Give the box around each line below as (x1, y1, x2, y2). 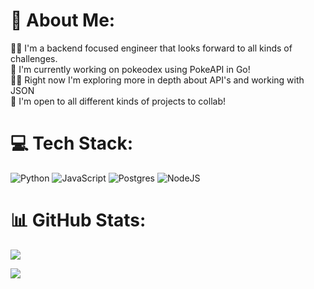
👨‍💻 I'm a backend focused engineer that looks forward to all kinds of (10, 42, 293, 54)
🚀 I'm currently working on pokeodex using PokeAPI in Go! (10, 63, 251, 75)
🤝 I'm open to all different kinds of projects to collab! (10, 95, 226, 107)
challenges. (10, 52, 58, 64)
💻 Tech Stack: (10, 132, 134, 155)
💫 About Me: (10, 9, 116, 32)
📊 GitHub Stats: (10, 209, 147, 232)
